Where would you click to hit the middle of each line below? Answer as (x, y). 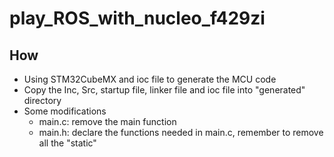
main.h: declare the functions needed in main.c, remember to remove (181, 132)
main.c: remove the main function (107, 121)
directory (42, 100)
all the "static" (67, 143)
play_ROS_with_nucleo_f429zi (137, 18)
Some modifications (65, 111)
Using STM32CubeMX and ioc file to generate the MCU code (150, 79)
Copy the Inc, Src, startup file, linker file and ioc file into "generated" (164, 90)
